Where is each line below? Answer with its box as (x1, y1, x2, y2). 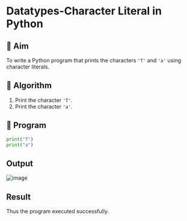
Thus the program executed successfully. (6, 208, 109, 214)
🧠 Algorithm (6, 80, 52, 91)
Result (6, 192, 31, 202)
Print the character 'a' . (14, 103, 73, 110)
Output (6, 158, 33, 169)
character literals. (6, 63, 50, 70)
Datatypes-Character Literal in (6, 4, 162, 18)
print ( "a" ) (6, 142, 34, 148)
